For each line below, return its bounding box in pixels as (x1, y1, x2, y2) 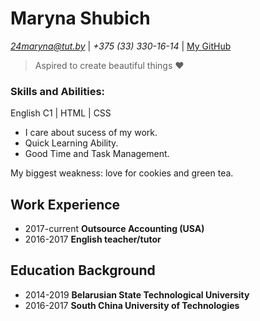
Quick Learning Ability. (24, 137, 119, 149)
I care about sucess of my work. (24, 127, 158, 139)
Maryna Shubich (10, 7, 151, 30)
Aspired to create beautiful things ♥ (34, 59, 185, 71)
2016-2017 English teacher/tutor (24, 233, 162, 246)
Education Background (10, 262, 156, 279)
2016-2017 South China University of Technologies (24, 299, 240, 311)
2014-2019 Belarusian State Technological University (24, 288, 250, 301)
